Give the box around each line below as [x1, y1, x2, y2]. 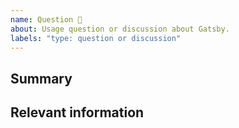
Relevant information [10, 104, 145, 121]
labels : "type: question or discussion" [10, 33, 182, 43]
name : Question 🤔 [10, 14, 83, 25]
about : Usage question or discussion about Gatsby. [10, 24, 230, 34]
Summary [10, 70, 73, 87]
